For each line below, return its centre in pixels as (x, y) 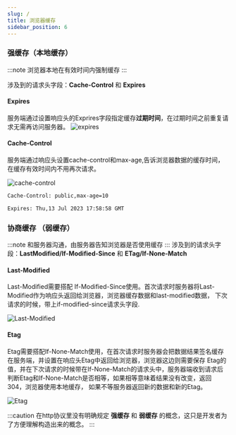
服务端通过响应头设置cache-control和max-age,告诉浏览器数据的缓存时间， (116, 160)
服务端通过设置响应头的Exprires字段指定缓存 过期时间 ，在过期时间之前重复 (115, 118)
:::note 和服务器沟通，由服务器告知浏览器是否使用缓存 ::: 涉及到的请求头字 (114, 245)
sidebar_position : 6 (38, 27)
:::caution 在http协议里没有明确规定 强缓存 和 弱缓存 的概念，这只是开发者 (114, 415)
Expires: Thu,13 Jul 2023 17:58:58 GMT (66, 208)
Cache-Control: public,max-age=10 (58, 196)
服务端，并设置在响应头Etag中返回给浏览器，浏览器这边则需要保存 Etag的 (120, 360)
